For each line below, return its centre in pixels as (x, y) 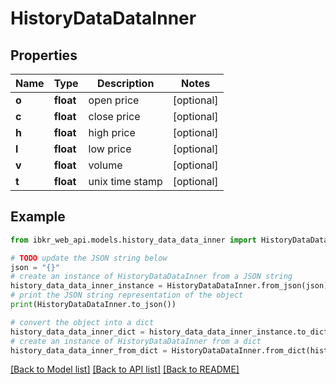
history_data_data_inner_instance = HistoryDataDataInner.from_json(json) (169, 286)
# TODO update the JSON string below (89, 258)
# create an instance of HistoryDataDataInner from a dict (136, 341)
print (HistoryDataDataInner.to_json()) (93, 305)
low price (110, 149)
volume (105, 165)
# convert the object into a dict (82, 322)
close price (114, 116)
